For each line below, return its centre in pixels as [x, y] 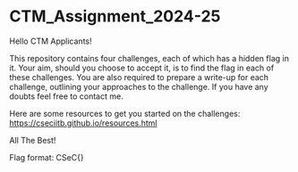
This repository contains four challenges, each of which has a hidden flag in [149, 58]
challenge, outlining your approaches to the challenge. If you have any [139, 86]
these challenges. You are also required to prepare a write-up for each [139, 77]
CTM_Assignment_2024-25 [115, 16]
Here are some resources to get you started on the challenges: [125, 113]
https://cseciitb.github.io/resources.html [83, 123]
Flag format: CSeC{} [47, 157]
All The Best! [33, 140]
